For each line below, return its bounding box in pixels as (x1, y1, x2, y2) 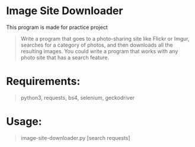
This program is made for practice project (6, 24, 108, 31)
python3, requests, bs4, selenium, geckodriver (20, 94, 135, 101)
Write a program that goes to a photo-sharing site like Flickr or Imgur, (20, 35, 190, 42)
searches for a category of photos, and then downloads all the (20, 41, 173, 48)
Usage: (6, 115, 43, 128)
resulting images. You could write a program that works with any (20, 47, 178, 54)
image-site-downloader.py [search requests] (20, 134, 130, 141)
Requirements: (6, 75, 81, 88)
